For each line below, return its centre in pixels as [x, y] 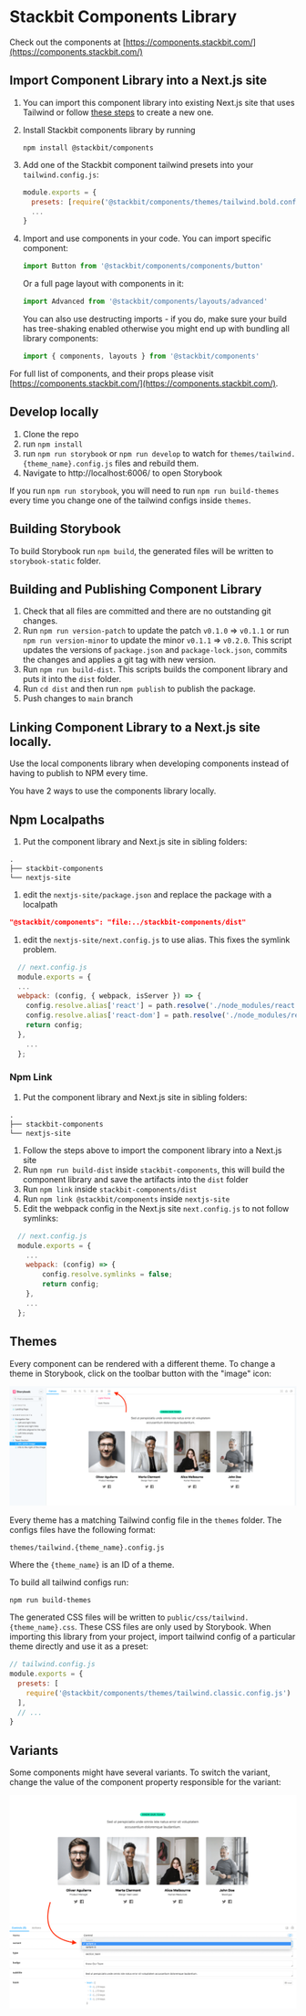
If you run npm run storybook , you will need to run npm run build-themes [144, 490]
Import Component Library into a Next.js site [138, 81]
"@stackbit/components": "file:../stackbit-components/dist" [128, 922]
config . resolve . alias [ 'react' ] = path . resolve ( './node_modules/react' [163, 1006]
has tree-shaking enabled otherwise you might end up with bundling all [156, 329]
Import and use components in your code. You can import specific [147, 238]
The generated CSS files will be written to [87, 1617]
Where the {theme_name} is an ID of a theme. [92, 1565]
